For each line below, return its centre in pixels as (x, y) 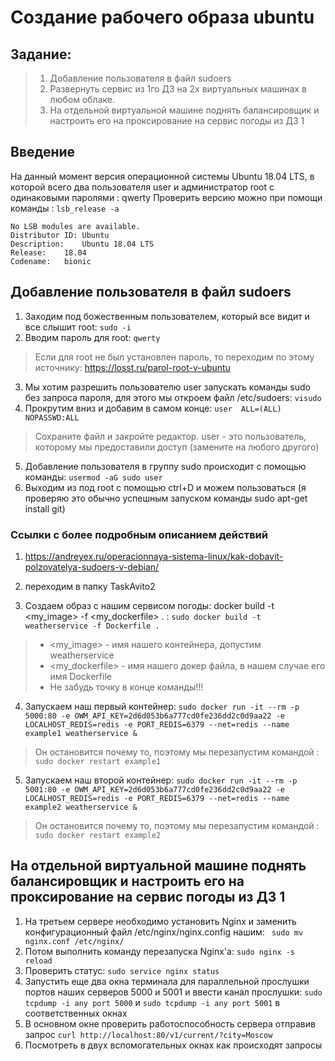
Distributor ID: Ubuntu (60, 235)
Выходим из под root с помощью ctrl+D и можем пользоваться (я (165, 487)
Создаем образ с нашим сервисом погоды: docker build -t (149, 605)
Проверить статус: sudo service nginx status (122, 970)
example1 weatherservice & (81, 733)
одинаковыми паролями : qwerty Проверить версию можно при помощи (166, 197)
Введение (43, 152)
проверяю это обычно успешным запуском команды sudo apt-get (166, 498)
